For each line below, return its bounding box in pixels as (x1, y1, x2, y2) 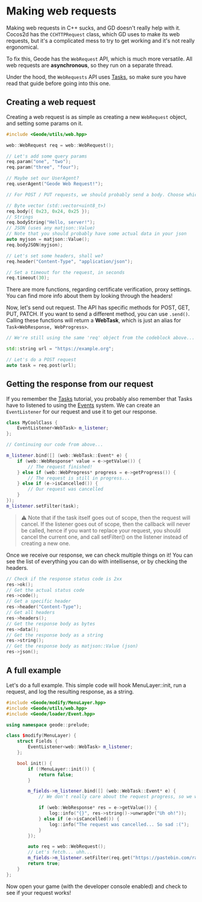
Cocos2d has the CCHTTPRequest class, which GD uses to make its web (6, 30, 180, 37)
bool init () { (17, 760, 52, 766)
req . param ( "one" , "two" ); (6, 159, 71, 165)
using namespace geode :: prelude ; (6, 721, 90, 728)
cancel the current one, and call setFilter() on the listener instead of (20, 533, 188, 540)
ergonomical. (6, 43, 39, 51)
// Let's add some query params (6, 153, 87, 159)
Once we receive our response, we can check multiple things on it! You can (6, 551, 194, 558)
